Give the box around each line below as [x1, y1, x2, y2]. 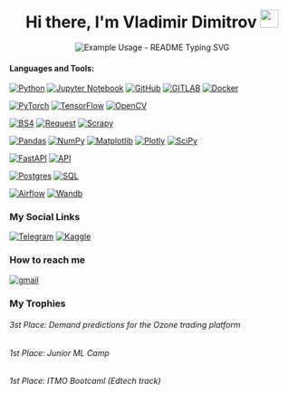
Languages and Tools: [9, 62, 95, 73]
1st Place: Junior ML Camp [9, 347, 110, 358]
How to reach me [9, 254, 86, 266]
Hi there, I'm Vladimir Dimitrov [25, 12, 257, 33]
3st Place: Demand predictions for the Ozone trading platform [9, 320, 241, 331]
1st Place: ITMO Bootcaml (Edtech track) [9, 376, 161, 387]
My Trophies [9, 297, 66, 310]
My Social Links [9, 211, 81, 224]
